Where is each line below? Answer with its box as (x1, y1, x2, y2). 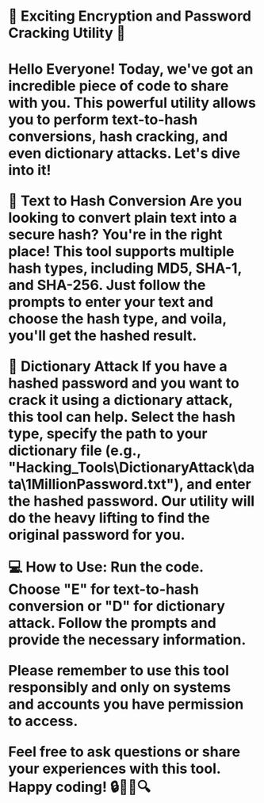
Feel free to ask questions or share (8, 743, 240, 761)
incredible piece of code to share (8, 77, 229, 95)
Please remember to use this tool (8, 662, 230, 680)
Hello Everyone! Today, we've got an (8, 60, 254, 78)
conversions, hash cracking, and (8, 128, 228, 146)
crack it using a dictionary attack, (8, 392, 233, 409)
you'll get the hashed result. (8, 327, 197, 345)
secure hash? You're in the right (8, 226, 224, 244)
